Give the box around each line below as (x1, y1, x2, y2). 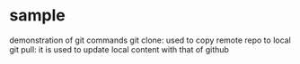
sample (9, 5, 66, 26)
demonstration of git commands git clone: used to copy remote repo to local (9, 35, 292, 45)
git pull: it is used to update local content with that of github (9, 44, 229, 54)
